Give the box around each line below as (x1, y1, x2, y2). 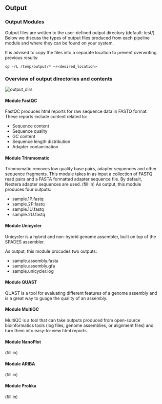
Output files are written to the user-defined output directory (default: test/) (5, 29, 155, 36)
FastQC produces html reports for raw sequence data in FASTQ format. (5, 108, 148, 114)
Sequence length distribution (12, 139, 71, 144)
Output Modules (5, 19, 45, 25)
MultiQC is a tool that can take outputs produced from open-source (5, 317, 141, 323)
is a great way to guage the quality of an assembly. (5, 295, 108, 301)
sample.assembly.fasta (12, 258, 59, 263)
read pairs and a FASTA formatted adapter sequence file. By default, (5, 176, 142, 182)
